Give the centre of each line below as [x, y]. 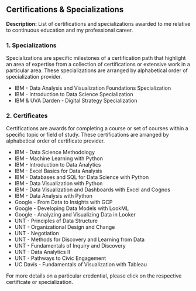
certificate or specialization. [39, 282]
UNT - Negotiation [37, 234]
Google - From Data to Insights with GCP [63, 202]
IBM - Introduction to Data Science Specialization [74, 94]
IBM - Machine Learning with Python [59, 158]
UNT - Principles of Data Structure [56, 221]
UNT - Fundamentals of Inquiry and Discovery [70, 246]
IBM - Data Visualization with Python [59, 184]
